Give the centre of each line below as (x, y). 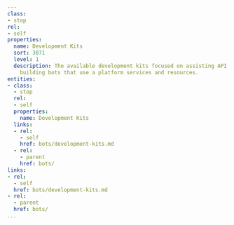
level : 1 (26, 60)
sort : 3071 (29, 53)
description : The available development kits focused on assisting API (121, 66)
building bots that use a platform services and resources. (109, 72)
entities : (22, 79)
